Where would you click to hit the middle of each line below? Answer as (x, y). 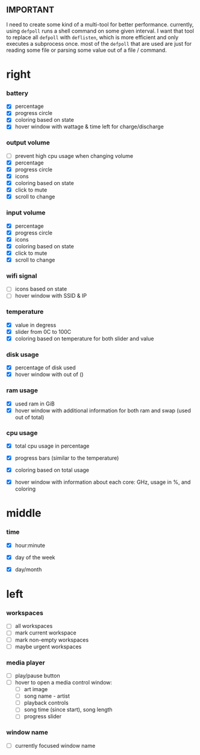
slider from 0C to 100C (43, 331)
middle (24, 513)
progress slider (43, 716)
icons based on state (41, 289)
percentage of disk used (45, 368)
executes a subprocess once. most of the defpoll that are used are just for (99, 43)
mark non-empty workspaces (52, 640)
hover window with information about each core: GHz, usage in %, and (103, 482)
